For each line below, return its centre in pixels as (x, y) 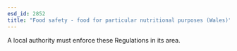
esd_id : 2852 (26, 14)
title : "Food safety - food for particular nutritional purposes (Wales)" (120, 20)
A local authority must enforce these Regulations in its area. (94, 40)
